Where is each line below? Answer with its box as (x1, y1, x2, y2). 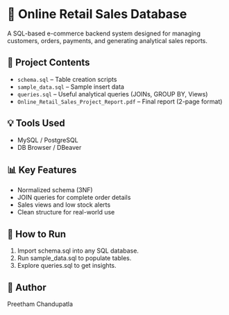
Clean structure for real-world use (17, 208, 115, 216)
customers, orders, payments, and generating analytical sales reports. (7, 36, 208, 44)
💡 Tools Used (7, 117, 66, 129)
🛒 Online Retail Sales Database (7, 6, 187, 22)
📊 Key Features (7, 164, 77, 176)
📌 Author (7, 281, 46, 293)
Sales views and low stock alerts (17, 201, 111, 209)
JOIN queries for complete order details (17, 194, 131, 202)
